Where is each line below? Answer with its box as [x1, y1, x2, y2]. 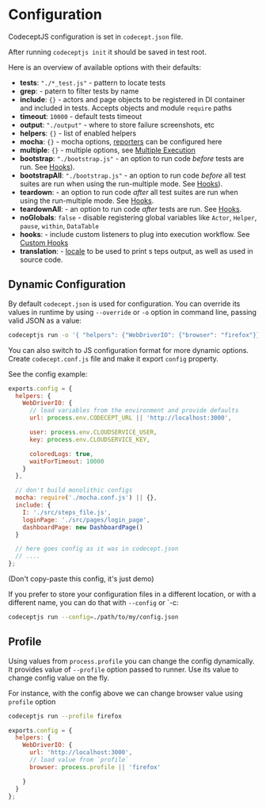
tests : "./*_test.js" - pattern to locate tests [19, 78, 166, 87]
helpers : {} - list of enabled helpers [19, 128, 137, 138]
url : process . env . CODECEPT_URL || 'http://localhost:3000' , [28, 414, 232, 422]
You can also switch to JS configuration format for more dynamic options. [8, 345, 249, 354]
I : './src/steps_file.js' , [22, 508, 112, 516]
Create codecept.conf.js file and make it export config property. [8, 354, 219, 363]
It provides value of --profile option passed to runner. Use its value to [8, 664, 239, 674]
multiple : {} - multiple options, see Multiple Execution [19, 145, 196, 155]
